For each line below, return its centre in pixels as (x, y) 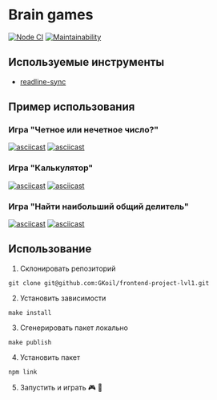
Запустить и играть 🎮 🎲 (61, 387)
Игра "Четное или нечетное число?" (83, 130)
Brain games (51, 15)
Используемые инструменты (86, 62)
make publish (30, 342)
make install (30, 312)
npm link (23, 372)
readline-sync (43, 81)
